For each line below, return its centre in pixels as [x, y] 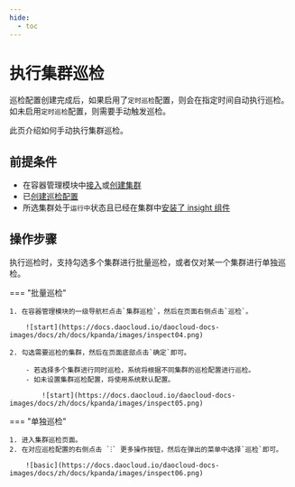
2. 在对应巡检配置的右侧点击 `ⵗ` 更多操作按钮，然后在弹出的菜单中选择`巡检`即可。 [146, 450]
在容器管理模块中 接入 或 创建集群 [82, 185]
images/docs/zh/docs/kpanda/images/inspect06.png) [106, 473]
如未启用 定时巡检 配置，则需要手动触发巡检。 [90, 111]
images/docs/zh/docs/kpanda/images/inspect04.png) [106, 335]
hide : [19, 18]
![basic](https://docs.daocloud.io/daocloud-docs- [123, 465]
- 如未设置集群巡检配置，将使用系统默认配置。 [100, 380]
